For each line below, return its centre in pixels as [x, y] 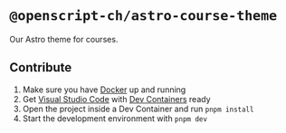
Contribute [41, 67]
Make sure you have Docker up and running [104, 90]
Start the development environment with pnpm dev [115, 118]
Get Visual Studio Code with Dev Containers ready [116, 99]
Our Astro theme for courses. [64, 39]
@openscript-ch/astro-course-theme [143, 16]
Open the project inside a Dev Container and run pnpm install [138, 109]
